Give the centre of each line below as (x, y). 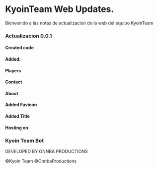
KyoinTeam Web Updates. (60, 9)
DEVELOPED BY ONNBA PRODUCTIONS (46, 151)
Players (13, 70)
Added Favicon (21, 105)
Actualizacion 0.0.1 (29, 36)
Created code (19, 48)
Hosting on (17, 128)
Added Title (17, 116)
